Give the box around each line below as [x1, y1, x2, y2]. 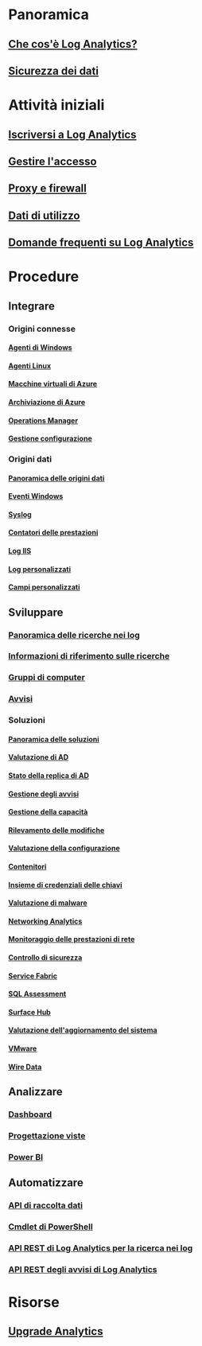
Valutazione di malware [8, 898, 87, 908]
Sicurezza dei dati [8, 64, 99, 77]
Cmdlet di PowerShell [8, 1221, 93, 1232]
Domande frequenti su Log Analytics [8, 236, 194, 250]
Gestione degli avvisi [8, 789, 80, 799]
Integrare [8, 299, 56, 313]
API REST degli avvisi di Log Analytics [8, 1263, 157, 1274]
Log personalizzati [8, 564, 72, 574]
